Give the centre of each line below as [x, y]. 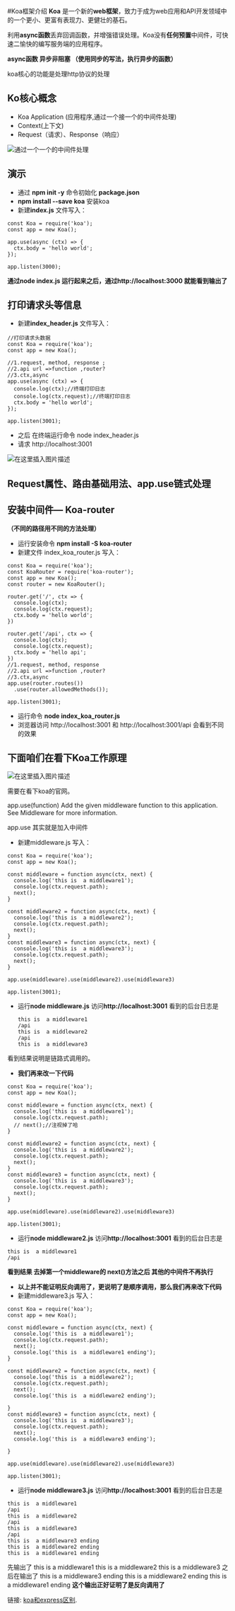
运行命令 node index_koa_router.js [69, 716]
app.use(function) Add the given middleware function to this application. [113, 805]
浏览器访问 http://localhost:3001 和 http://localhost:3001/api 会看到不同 [121, 724]
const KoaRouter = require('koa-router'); [71, 572]
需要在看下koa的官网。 [41, 791]
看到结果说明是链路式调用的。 [50, 1058]
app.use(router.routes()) [45, 683]
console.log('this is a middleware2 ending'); [85, 1396]
